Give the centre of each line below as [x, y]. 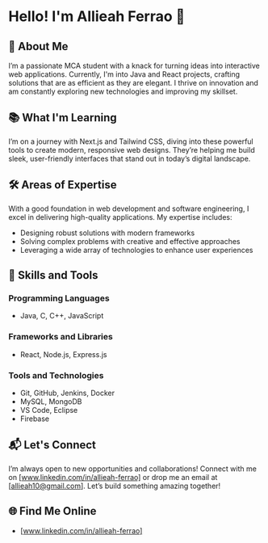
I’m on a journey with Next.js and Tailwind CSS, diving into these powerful [131, 141]
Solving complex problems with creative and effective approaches [130, 241]
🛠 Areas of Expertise [63, 185]
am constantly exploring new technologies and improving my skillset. [123, 91]
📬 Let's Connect [52, 445]
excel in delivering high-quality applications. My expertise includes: [120, 217]
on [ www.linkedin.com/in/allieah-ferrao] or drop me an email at [113, 477]
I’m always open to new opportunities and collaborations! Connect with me [132, 469]
